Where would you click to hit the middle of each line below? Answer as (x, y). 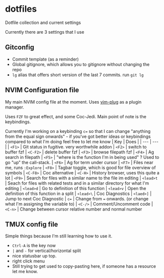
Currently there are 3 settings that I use (45, 32)
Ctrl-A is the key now (34, 246)
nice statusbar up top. (34, 256)
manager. (15, 107)
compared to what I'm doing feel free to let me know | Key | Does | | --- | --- (82, 141)
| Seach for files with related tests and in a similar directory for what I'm (77, 183)
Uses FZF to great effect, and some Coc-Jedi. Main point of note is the (76, 116)
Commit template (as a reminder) (46, 59)
